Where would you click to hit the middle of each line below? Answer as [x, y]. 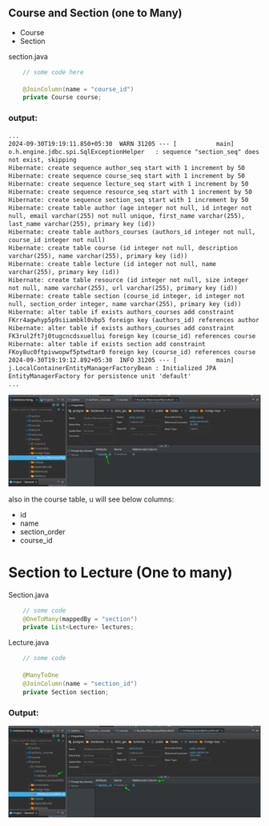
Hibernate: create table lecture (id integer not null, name [112, 264]
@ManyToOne [41, 675]
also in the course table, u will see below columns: [91, 499]
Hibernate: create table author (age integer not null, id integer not [130, 208]
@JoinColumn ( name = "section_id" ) [80, 683]
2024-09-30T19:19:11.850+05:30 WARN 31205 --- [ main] [121, 143]
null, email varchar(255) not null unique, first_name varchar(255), [127, 216]
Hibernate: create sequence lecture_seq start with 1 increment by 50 [128, 183]
